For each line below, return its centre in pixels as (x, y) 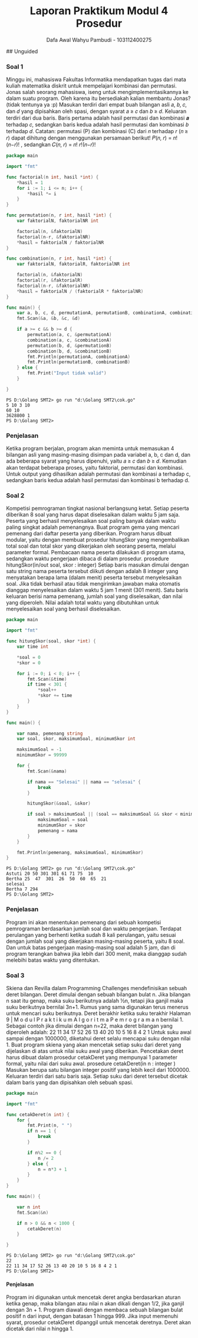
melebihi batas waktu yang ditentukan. (53, 960)
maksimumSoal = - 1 (39, 749)
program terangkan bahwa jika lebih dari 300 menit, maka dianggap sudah (97, 954)
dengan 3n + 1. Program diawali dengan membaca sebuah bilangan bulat (95, 1310)
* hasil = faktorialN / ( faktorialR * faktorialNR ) (80, 291)
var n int (29, 1207)
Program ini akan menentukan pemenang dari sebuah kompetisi (83, 922)
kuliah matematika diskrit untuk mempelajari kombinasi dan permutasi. (91, 86)
